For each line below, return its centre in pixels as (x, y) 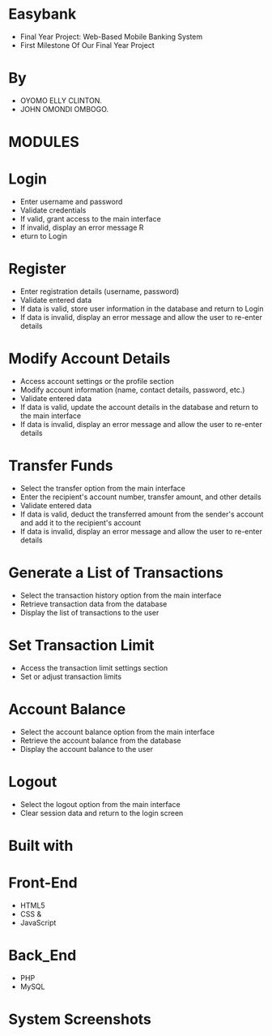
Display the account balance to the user (87, 749)
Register (37, 269)
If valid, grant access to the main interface (91, 219)
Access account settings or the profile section (97, 381)
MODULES (44, 142)
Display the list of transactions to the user (89, 612)
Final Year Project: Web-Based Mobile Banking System (111, 37)
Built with (41, 846)
